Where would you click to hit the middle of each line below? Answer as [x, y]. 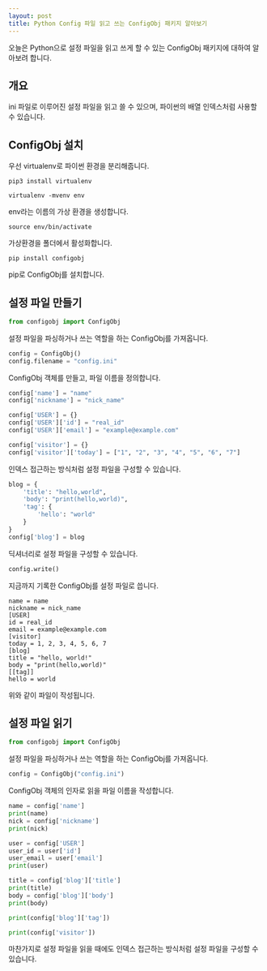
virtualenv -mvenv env [47, 195]
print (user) [28, 866]
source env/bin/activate [50, 227]
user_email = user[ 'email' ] [56, 858]
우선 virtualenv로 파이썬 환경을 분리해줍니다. [79, 166]
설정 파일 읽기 [40, 723]
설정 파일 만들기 [45, 302]
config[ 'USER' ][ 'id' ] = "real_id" [67, 423]
